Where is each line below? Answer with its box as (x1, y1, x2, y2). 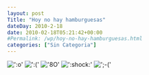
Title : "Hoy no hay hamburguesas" (7, 16, 106, 23)
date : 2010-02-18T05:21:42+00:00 (7, 29, 103, 36)
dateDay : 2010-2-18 (7, 22, 63, 29)
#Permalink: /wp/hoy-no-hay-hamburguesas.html (7, 35, 143, 42)
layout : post (7, 10, 45, 17)
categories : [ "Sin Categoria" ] (7, 42, 97, 48)
